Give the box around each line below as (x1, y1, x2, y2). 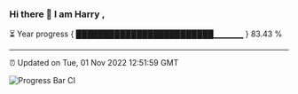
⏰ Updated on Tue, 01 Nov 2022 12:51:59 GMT (9, 58, 179, 68)
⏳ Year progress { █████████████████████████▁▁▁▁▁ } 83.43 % (9, 28, 283, 39)
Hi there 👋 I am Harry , (9, 8, 106, 20)
